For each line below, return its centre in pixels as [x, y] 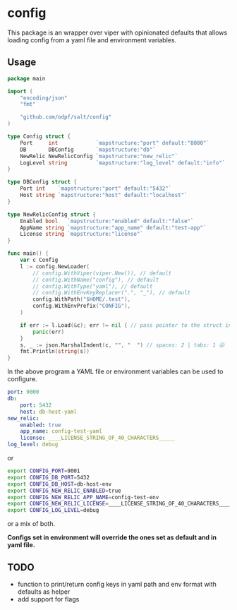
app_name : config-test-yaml [61, 431]
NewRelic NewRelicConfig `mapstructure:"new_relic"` [99, 156]
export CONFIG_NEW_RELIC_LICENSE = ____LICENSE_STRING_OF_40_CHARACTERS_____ [121, 504]
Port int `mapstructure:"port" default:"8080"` [115, 143]
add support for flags [48, 599]
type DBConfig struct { [42, 182]
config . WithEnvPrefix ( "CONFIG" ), [82, 306]
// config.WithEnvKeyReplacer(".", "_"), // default [112, 293]
